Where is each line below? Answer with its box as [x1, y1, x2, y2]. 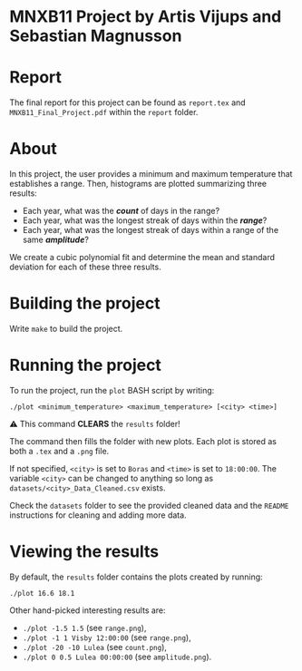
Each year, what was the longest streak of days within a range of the [22, 225, 279, 236]
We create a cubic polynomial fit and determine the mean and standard [9, 252, 275, 263]
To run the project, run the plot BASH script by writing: [9, 384, 215, 395]
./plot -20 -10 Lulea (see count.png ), [22, 641, 168, 652]
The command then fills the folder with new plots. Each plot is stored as [9, 435, 277, 446]
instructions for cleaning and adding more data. [9, 510, 188, 520]
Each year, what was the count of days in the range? [22, 206, 220, 217]
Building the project [9, 293, 161, 314]
